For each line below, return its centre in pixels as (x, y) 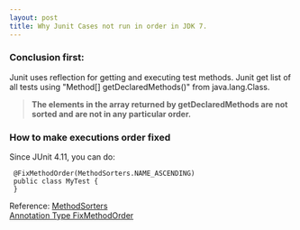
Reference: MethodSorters (59, 206)
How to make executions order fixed (90, 137)
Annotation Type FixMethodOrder (72, 216)
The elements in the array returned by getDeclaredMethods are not (159, 104)
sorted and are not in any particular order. (111, 114)
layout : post (34, 18)
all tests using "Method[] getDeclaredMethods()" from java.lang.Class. (140, 87)
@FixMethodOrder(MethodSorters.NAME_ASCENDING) (104, 174)
